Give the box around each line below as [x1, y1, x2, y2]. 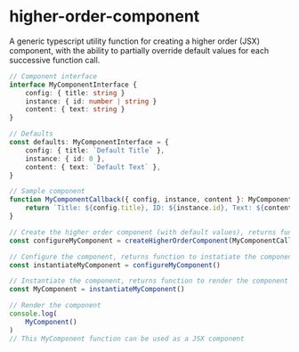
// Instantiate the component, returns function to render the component [9, 276, 289, 286]
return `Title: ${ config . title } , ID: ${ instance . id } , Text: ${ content [25, 203, 293, 213]
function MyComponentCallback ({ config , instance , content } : [9, 195, 245, 204]
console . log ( [9, 309, 58, 318]
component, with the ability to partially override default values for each [9, 45, 270, 55]
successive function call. [9, 54, 101, 65]
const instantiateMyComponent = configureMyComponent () [9, 260, 221, 269]
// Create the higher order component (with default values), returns [9, 227, 277, 237]
